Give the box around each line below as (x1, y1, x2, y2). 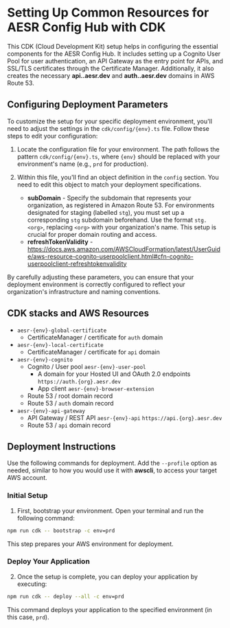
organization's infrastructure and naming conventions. (7, 287, 161, 295)
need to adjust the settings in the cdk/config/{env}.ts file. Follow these (7, 124, 209, 132)
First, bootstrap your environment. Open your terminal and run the (16, 506, 204, 514)
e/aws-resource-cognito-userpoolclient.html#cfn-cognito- (27, 252, 194, 260)
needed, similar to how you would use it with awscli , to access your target (7, 466, 218, 474)
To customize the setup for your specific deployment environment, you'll (7, 117, 213, 125)
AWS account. (7, 474, 47, 482)
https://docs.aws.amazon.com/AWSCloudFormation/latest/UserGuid (27, 244, 221, 253)
